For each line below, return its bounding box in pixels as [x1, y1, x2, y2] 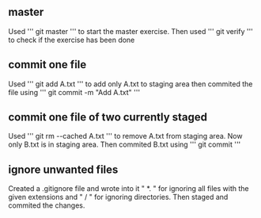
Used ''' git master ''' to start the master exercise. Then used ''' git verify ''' [8, 26, 253, 36]
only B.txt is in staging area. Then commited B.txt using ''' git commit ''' [8, 140, 241, 149]
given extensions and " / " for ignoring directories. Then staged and [8, 193, 229, 202]
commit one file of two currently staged [8, 110, 208, 124]
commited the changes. [8, 201, 85, 210]
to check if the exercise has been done [8, 35, 135, 44]
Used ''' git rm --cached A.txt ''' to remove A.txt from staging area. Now [8, 132, 243, 141]
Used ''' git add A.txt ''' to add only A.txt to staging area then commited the [8, 78, 253, 89]
